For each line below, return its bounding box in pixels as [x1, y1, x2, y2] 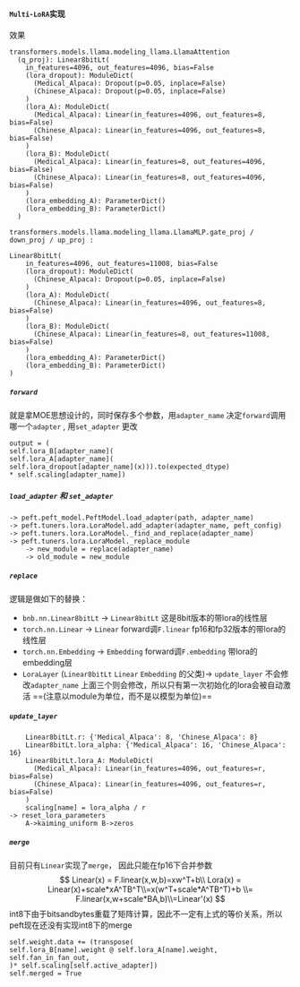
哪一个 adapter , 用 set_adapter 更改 [9, 421, 138, 432]
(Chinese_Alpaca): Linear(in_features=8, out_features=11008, [32, 330, 270, 339]
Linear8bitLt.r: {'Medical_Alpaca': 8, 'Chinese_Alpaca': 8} [25, 733, 258, 742]
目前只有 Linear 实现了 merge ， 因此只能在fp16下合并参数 [9, 860, 213, 871]
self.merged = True [9, 969, 82, 978]
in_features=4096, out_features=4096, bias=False [25, 64, 215, 73]
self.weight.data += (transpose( [9, 938, 134, 947]
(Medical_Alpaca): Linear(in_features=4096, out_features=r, [32, 764, 267, 774]
